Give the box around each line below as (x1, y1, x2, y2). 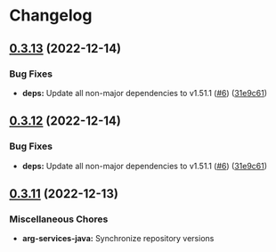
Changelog (9, 5, 93, 26)
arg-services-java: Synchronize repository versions (21, 233, 215, 244)
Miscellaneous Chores (9, 213, 109, 225)
